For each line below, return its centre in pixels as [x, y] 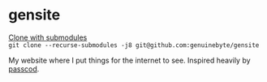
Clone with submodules [48, 37]
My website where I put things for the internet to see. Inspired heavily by [129, 60]
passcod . [24, 69]
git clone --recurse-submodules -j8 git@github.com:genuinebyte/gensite [134, 45]
